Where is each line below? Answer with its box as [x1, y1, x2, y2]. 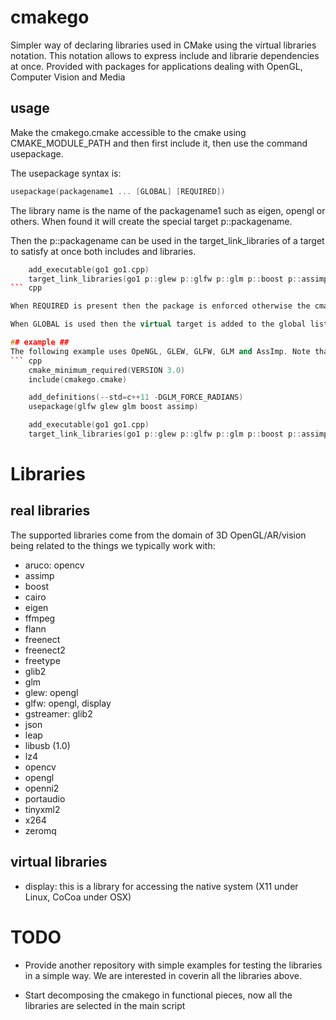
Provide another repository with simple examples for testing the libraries [24, 959, 323, 971]
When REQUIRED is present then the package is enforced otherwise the [10, 301, 311, 311]
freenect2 [24, 644, 66, 656]
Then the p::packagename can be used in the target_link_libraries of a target [10, 234, 325, 246]
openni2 [24, 782, 60, 794]
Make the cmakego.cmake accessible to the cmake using [10, 126, 247, 138]
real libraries [10, 502, 91, 520]
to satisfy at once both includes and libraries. [10, 245, 197, 257]
